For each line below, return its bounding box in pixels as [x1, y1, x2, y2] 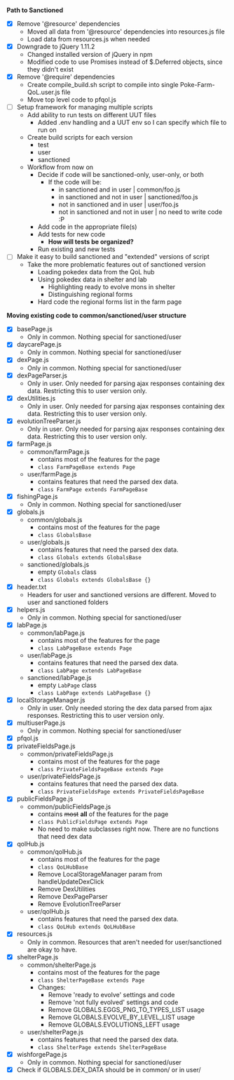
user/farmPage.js [27, 469, 78, 478]
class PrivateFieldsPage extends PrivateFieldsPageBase [37, 789, 205, 796]
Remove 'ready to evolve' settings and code [48, 990, 175, 999]
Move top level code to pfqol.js [27, 95, 117, 104]
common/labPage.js [27, 629, 85, 637]
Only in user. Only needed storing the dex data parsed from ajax [27, 704, 212, 712]
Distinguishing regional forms [48, 291, 133, 299]
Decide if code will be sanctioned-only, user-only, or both [37, 171, 204, 179]
